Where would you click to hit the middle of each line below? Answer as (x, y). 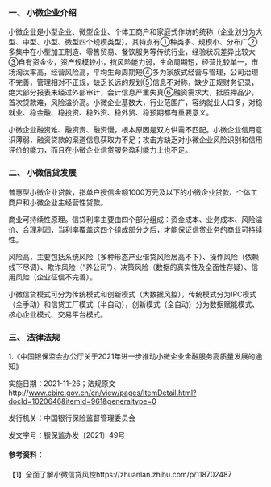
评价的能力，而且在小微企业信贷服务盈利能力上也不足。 (100, 150)
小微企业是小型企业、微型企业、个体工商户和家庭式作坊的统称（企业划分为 (132, 32)
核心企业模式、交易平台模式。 (58, 314)
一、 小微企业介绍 (42, 12)
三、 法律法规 (34, 337)
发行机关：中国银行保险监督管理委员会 (72, 418)
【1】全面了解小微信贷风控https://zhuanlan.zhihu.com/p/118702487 (120, 475)
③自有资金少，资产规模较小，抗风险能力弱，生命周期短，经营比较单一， (130, 62)
